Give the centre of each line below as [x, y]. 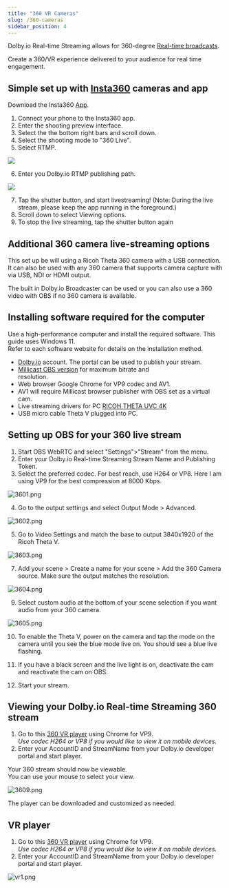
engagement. [26, 67]
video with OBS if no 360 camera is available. [72, 296]
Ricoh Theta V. [39, 541]
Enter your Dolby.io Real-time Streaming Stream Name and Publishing [117, 458]
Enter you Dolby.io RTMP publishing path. [77, 174]
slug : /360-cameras [36, 20]
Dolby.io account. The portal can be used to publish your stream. [110, 362]
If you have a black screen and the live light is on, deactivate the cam [116, 664]
